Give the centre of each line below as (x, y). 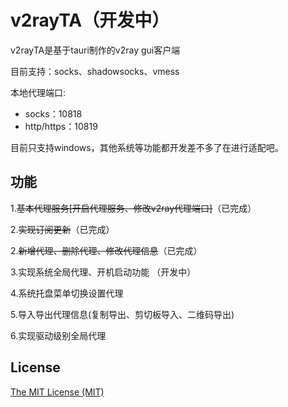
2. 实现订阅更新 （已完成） (62, 229)
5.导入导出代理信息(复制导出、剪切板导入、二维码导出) (122, 314)
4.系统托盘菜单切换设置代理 (67, 293)
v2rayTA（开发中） (90, 20)
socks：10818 (53, 113)
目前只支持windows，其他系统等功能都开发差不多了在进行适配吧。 (147, 147)
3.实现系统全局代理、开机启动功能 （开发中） (103, 272)
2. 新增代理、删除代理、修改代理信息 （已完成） (106, 250)
